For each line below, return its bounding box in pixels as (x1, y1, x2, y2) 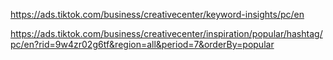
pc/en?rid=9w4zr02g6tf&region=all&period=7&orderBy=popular (10, 39, 275, 50)
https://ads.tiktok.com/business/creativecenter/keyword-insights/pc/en (10, 9, 305, 20)
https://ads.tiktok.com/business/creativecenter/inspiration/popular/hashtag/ (10, 28, 323, 39)
